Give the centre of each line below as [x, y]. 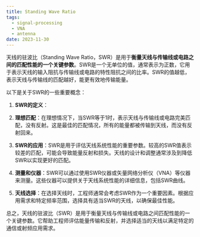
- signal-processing [37, 23]
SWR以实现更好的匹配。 [44, 160]
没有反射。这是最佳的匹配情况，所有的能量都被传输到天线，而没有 [106, 125]
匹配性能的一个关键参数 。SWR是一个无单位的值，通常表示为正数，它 [101, 64]
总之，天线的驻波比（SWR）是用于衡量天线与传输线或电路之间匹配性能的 [96, 213]
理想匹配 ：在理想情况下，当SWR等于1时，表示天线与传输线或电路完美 [100, 118]
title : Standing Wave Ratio [41, 12]
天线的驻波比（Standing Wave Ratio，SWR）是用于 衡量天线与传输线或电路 [97, 57]
